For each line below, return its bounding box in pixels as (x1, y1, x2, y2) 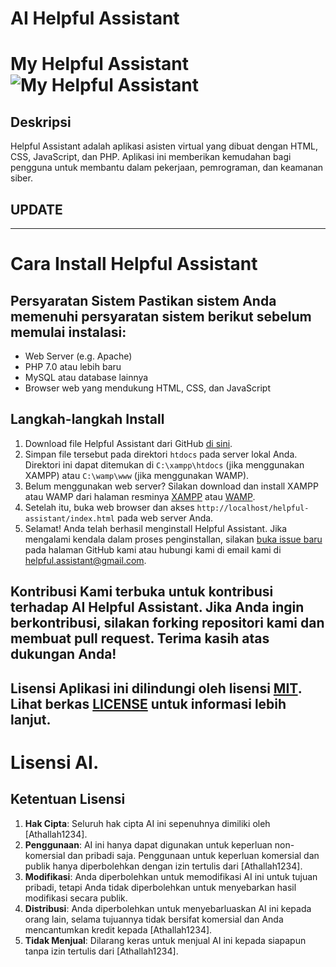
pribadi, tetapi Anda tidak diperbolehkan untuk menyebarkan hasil (24, 881, 297, 893)
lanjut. (10, 711, 52, 728)
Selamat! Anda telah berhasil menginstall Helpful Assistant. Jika (24, 522, 288, 534)
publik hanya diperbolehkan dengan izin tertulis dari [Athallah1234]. (24, 860, 303, 872)
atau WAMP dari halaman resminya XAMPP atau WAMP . (24, 490, 256, 502)
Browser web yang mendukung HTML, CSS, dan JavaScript (24, 382, 272, 394)
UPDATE (10, 201, 63, 218)
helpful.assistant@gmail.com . (24, 554, 147, 566)
